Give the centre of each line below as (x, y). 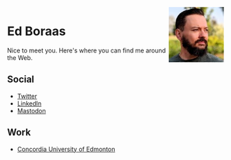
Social (21, 80)
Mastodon (31, 110)
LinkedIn (29, 103)
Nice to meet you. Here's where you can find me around (87, 50)
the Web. (20, 57)
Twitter (27, 96)
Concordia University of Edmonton (66, 149)
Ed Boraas (37, 31)
